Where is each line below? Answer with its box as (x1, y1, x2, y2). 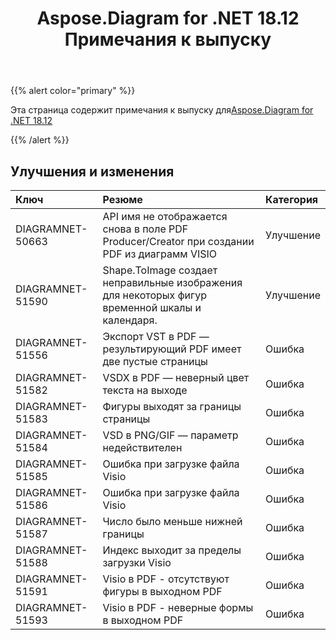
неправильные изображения (102, 276, 243, 289)
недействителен (102, 441, 183, 454)
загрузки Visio (102, 556, 172, 569)
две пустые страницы (102, 355, 208, 368)
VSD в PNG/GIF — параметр (102, 428, 239, 442)
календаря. (102, 313, 158, 327)
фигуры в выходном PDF (102, 585, 223, 598)
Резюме (102, 193, 143, 206)
